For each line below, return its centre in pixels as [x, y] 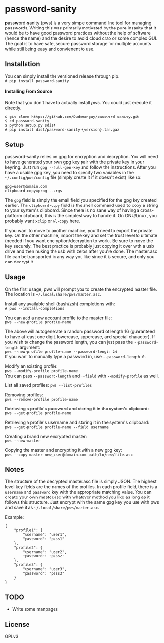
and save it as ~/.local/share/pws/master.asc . [52, 508]
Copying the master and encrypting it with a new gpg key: [64, 450]
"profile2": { [28, 548]
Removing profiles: [24, 395]
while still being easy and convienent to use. [50, 49]
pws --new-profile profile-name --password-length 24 [61, 352]
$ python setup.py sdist [30, 125]
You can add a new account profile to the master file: [59, 318]
